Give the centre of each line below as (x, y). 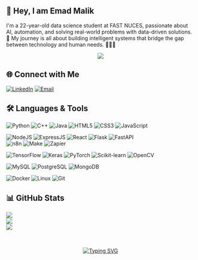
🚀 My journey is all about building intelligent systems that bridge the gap (95, 38)
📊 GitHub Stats (35, 198)
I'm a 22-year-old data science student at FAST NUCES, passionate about (97, 25)
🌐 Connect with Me (43, 74)
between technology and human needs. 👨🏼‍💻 (61, 44)
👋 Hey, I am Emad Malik (50, 11)
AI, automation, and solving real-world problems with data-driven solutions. (99, 32)
